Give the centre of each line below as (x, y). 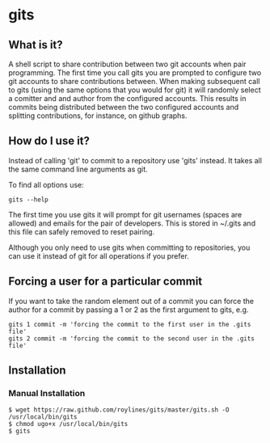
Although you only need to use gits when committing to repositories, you (129, 247)
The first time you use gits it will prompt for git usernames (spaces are (125, 214)
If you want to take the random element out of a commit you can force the (131, 301)
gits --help (28, 200)
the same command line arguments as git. (78, 169)
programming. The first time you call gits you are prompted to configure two (135, 73)
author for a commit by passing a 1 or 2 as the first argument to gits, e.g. (129, 310)
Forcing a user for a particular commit (105, 282)
